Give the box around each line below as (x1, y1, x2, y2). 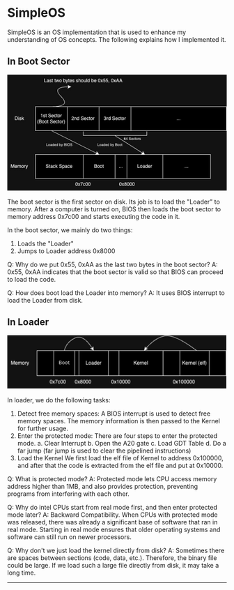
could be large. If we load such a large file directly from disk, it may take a (7, 561, 219, 569)
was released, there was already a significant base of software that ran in (7, 517, 218, 526)
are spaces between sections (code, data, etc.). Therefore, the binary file (7, 553, 217, 562)
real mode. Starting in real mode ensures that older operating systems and (7, 525, 221, 534)
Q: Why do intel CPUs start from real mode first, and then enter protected (7, 503, 218, 511)
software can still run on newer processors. (7, 532, 132, 541)
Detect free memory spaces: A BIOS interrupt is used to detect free (17, 409, 211, 418)
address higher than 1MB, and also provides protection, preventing (7, 482, 198, 490)
